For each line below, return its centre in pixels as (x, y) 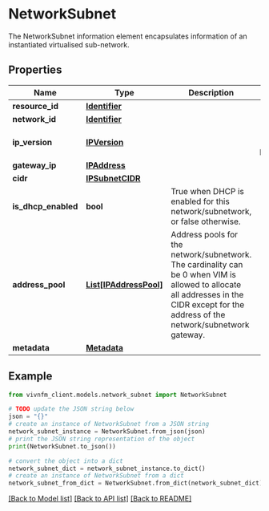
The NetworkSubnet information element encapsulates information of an (128, 36)
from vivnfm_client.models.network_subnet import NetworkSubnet (118, 395)
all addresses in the (207, 294)
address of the (198, 314)
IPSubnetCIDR (113, 178)
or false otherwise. (206, 221)
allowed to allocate (206, 284)
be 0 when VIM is (203, 274)
